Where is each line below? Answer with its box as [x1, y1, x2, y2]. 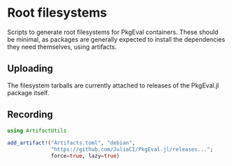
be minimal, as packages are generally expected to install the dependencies [7, 35, 225, 43]
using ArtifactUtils [7, 127, 68, 134]
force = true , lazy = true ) [51, 153, 120, 160]
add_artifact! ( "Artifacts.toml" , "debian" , [7, 140, 136, 147]
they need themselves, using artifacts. [7, 42, 117, 51]
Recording [7, 109, 54, 121]
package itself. [7, 88, 49, 97]
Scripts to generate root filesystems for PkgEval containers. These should [7, 28, 219, 36]
